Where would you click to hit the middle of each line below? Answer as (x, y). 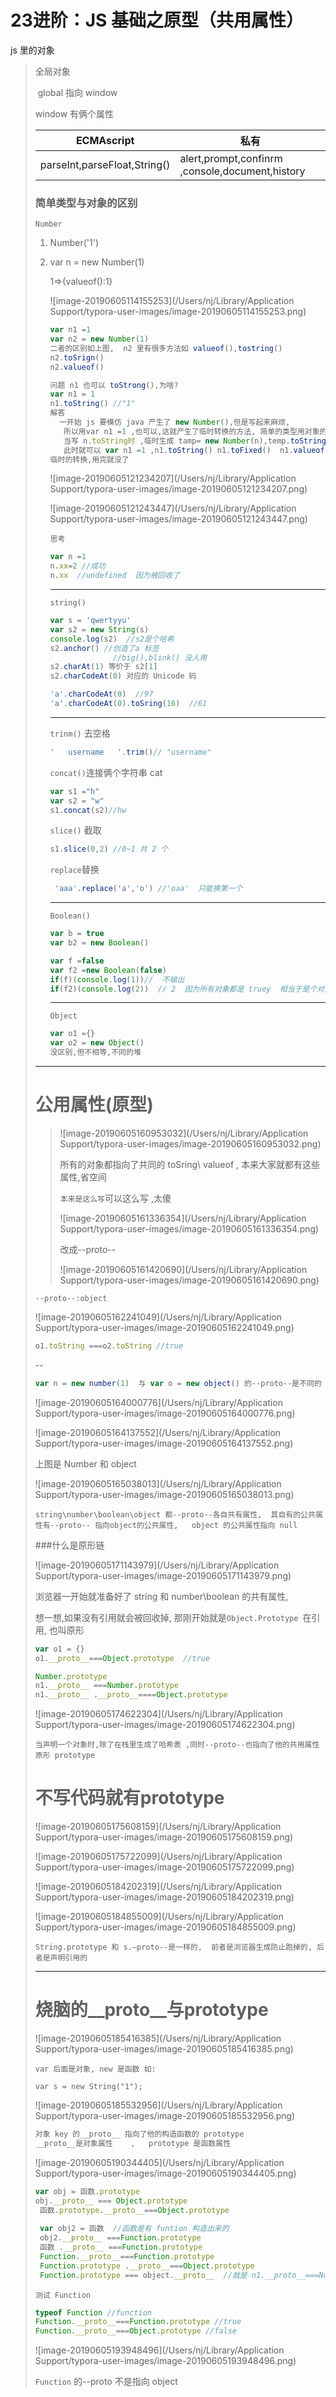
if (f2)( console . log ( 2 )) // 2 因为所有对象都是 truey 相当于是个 (183, 989)
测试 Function (63, 2295)
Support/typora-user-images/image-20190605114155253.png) (178, 312)
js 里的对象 (32, 50)
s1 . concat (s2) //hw (88, 810)
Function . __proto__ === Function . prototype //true (138, 2322)
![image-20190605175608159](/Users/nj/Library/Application (158, 1827)
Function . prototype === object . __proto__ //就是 (143, 2275)
